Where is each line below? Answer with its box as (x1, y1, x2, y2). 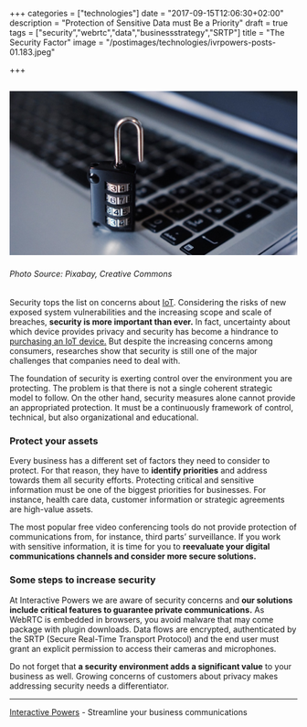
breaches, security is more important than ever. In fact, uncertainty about (9, 316, 291, 327)
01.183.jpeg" (9, 47, 56, 58)
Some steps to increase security (9, 573, 156, 586)
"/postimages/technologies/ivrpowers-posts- (105, 37, 277, 48)
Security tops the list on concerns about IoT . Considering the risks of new (9, 297, 287, 308)
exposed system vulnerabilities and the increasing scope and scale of (9, 306, 272, 318)
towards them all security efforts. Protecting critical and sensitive (9, 475, 254, 486)
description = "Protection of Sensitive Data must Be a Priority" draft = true (9, 17, 289, 28)
